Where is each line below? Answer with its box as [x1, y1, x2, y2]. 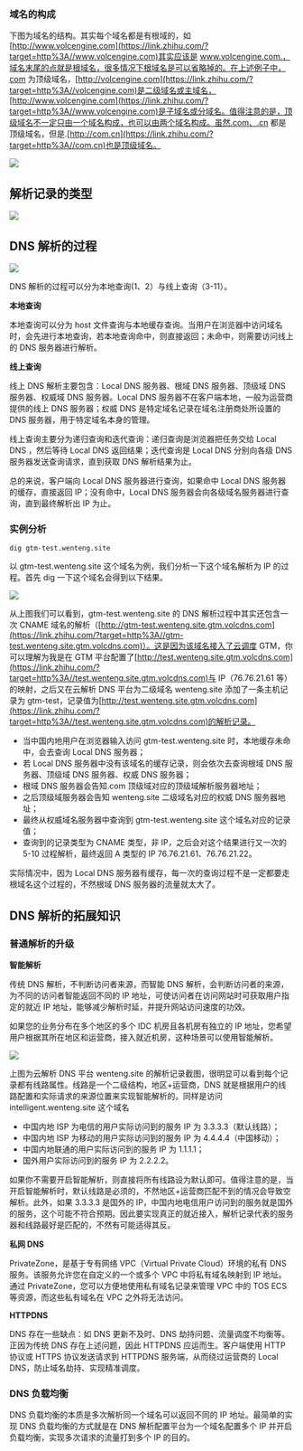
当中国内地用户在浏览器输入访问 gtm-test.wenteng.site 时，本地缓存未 [22, 735, 283, 747]
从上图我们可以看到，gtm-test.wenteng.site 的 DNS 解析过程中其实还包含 [9, 608, 281, 619]
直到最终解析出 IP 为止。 [24, 497, 116, 508]
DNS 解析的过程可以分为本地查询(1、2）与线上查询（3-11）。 [9, 280, 233, 291]
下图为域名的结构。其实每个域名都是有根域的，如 [9, 30, 191, 42]
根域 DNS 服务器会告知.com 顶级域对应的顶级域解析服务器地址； [22, 780, 262, 792]
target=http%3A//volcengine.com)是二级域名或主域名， [9, 85, 216, 96]
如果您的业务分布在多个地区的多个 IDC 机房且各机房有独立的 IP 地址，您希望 [9, 1020, 292, 1032]
